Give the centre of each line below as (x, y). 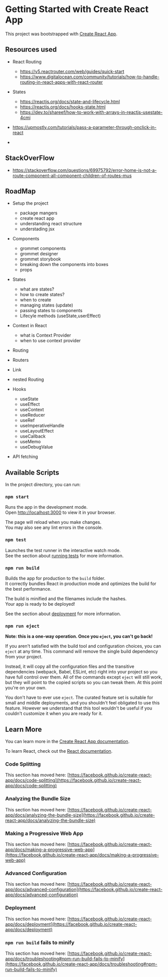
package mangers (39, 213)
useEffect (30, 404)
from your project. (24, 657)
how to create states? (42, 295)
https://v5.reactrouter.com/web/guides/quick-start (72, 71)
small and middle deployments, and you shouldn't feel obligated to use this (82, 703)
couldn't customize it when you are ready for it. (54, 714)
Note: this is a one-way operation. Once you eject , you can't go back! (79, 636)
